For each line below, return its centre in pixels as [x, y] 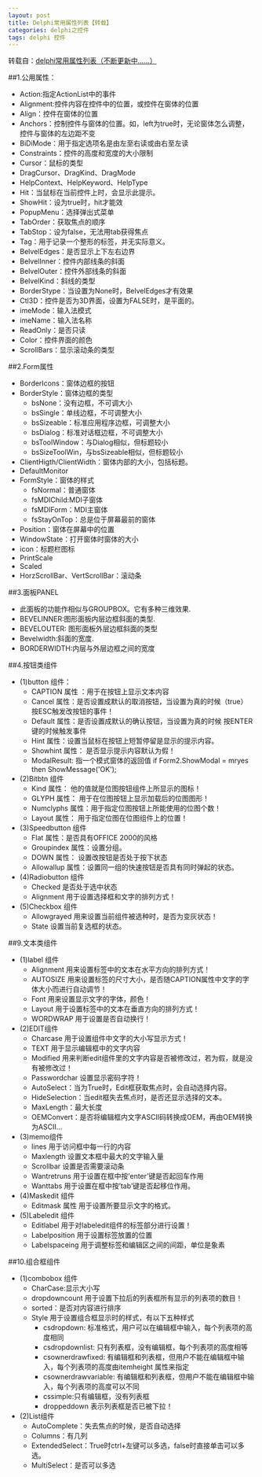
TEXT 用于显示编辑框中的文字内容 [86, 1048]
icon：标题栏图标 [47, 549]
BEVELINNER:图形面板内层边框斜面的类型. [87, 619]
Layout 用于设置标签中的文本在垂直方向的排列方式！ [115, 1009]
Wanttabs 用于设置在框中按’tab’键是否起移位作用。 [113, 1186]
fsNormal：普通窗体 [63, 490]
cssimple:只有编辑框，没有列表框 [96, 1397]
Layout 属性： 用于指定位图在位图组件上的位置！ [109, 818]
